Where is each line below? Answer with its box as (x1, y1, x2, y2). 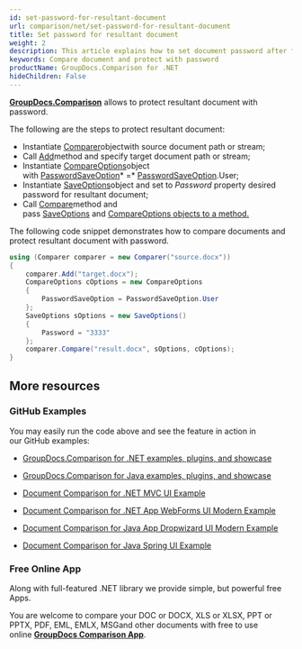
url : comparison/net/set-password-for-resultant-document (9, 22, 231, 31)
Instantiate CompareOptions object (22, 160, 150, 171)
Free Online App (9, 562, 82, 575)
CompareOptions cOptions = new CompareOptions (25, 278, 203, 287)
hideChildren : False (9, 72, 87, 81)
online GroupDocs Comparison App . (9, 629, 147, 640)
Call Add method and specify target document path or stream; (22, 151, 251, 161)
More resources (9, 378, 101, 393)
